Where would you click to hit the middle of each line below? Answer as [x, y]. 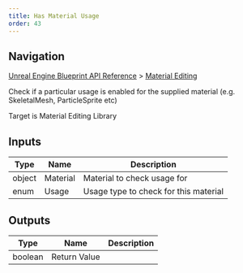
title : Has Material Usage [54, 16]
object [24, 178]
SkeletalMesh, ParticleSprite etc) [63, 100]
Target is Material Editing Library [63, 116]
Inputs [25, 142]
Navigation [36, 56]
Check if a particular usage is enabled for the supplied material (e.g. [122, 92]
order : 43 [25, 24]
